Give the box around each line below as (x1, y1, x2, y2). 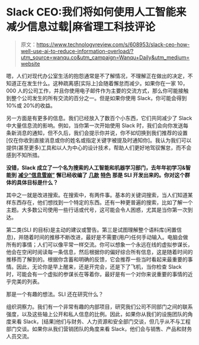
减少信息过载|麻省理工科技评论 (6, 20, 156, 34)
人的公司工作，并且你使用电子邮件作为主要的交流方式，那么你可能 (17, 87, 179, 94)
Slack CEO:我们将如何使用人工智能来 (6, 5, 187, 19)
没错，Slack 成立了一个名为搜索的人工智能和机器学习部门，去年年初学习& (6, 164, 186, 171)
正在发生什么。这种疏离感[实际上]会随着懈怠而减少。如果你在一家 (16, 79, 176, 86)
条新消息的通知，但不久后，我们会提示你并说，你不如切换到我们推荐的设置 (6, 129, 188, 136)
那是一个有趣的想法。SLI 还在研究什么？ (6, 291, 104, 298)
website (20, 60, 40, 67)
